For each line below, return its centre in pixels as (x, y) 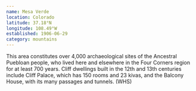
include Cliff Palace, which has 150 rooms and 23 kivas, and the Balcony (95, 75)
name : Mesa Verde (28, 12)
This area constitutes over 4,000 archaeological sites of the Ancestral (92, 56)
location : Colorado (30, 17)
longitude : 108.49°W (32, 28)
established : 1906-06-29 (37, 34)
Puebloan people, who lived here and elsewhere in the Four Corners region (98, 62)
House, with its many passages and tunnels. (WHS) (69, 81)
